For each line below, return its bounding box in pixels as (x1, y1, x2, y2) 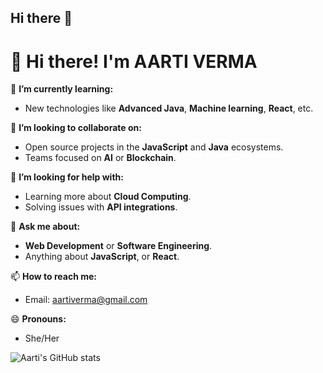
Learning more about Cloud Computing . (24, 191, 192, 203)
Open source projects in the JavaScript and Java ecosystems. (24, 141, 284, 153)
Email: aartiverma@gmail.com (24, 294, 148, 306)
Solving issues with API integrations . (24, 201, 178, 213)
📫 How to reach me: (10, 271, 98, 283)
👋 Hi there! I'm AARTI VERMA (10, 50, 258, 73)
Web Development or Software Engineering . (24, 240, 213, 252)
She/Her (24, 332, 60, 345)
